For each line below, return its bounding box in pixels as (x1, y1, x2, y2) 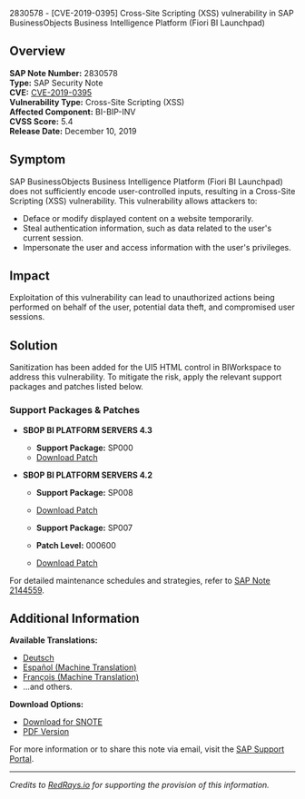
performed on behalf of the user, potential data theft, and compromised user (9, 301, 295, 312)
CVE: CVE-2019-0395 (9, 86, 93, 98)
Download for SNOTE (22, 716, 103, 727)
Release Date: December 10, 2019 (9, 125, 137, 136)
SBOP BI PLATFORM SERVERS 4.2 (22, 469, 152, 480)
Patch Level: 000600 (35, 539, 116, 550)
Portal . (9, 754, 34, 764)
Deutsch (22, 653, 54, 664)
